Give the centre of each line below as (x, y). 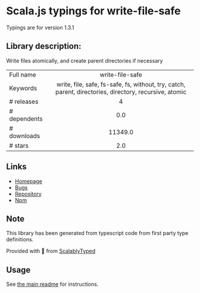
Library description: (44, 46)
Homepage (29, 181)
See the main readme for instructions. (52, 284)
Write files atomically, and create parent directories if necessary (85, 60)
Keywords (23, 88)
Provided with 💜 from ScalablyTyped (51, 251)
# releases (24, 101)
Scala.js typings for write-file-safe (93, 11)
